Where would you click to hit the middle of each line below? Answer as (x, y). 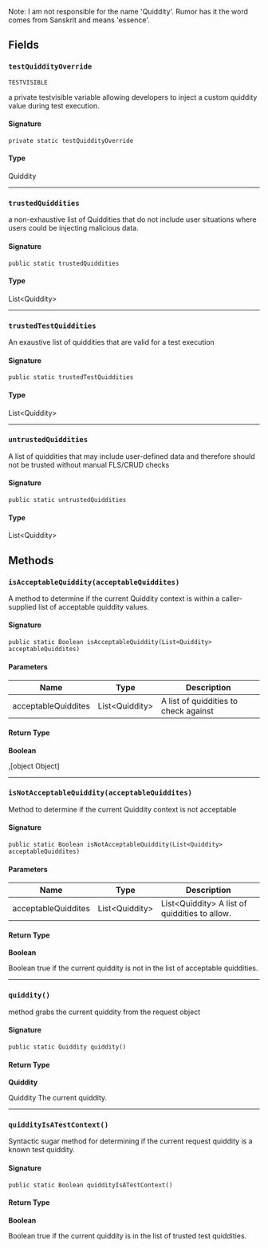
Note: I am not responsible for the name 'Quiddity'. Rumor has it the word (128, 12)
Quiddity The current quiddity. (58, 1098)
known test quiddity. (42, 1150)
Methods (31, 561)
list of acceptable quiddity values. (94, 606)
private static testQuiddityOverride (71, 140)
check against (187, 711)
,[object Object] (34, 766)
